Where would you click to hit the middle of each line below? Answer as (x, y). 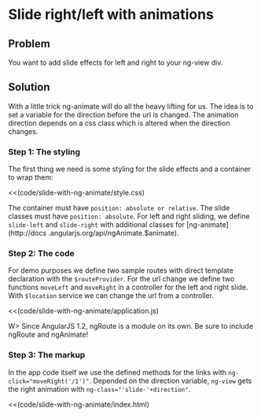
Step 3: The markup (47, 355)
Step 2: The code (41, 254)
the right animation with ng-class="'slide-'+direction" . (99, 389)
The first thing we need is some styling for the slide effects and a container (130, 169)
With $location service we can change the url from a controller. (111, 296)
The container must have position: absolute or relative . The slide (119, 208)
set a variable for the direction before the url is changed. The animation (123, 114)
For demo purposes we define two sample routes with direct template (121, 270)
